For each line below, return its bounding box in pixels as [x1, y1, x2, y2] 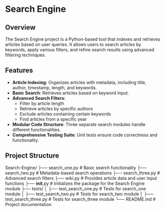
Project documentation [5, 201, 52, 207]
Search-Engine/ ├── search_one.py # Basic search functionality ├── [5, 165, 147, 170]
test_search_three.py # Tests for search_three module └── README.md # [5, 196, 156, 202]
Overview [5, 23, 36, 32]
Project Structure [5, 152, 59, 160]
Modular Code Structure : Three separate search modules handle [12, 121, 146, 127]
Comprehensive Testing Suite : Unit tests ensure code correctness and [12, 132, 158, 138]
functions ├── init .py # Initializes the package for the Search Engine [5, 180, 145, 186]
